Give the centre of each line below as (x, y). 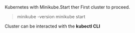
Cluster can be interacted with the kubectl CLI (52, 26)
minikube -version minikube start (51, 16)
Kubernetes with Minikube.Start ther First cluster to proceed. (67, 7)
